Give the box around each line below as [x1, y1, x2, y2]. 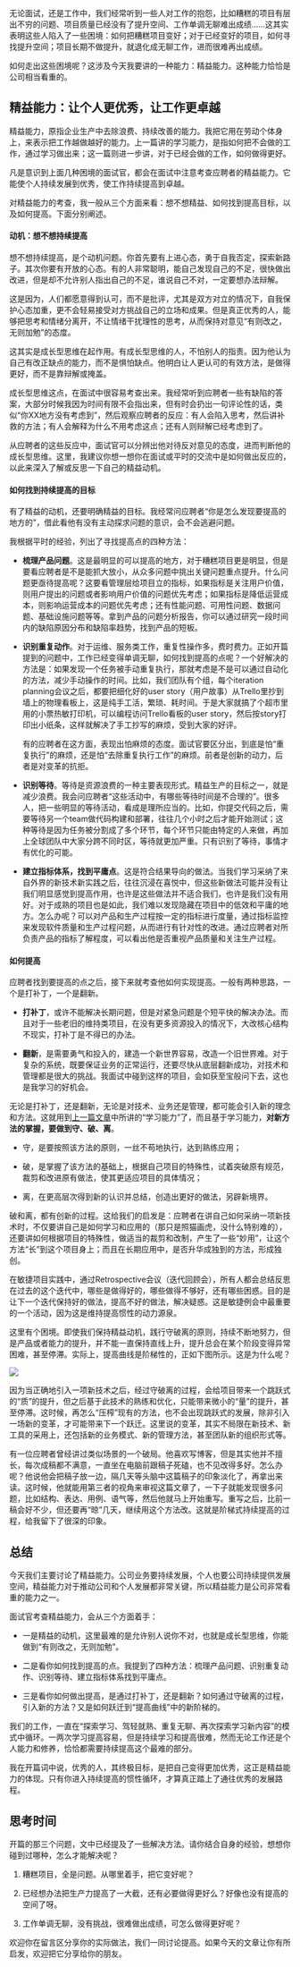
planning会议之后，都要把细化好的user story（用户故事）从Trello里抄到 [21, 686, 284, 697]
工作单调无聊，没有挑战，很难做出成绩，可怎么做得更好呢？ [21, 1918, 242, 1929]
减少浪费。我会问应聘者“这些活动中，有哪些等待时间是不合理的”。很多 [21, 791, 280, 802]
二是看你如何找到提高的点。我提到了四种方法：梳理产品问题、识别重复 [21, 1660, 281, 1671]
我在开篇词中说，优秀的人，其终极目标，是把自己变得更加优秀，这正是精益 [9, 1762, 283, 1773]
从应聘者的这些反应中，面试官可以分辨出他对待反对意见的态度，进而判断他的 [9, 440, 291, 451]
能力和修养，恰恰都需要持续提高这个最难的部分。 [16, 1743, 197, 1754]
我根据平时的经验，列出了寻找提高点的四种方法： [9, 536, 189, 547]
